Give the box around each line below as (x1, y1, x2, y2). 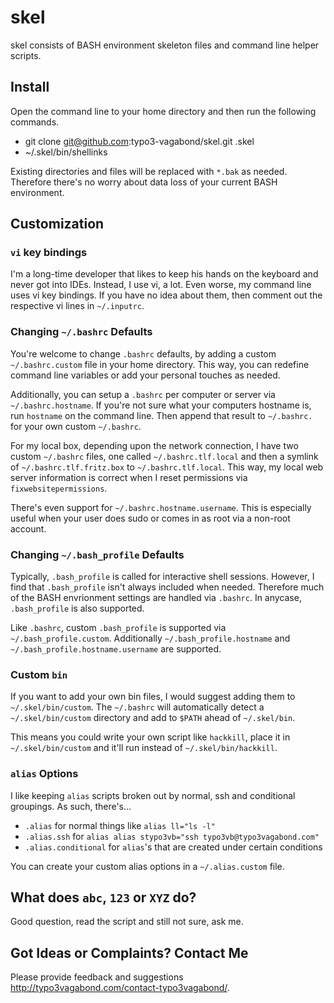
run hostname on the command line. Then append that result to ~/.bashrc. (10, 409, 313, 421)
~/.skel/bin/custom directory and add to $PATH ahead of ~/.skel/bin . (10, 712, 296, 724)
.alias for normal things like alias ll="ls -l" (24, 819, 216, 831)
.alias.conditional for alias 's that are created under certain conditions (24, 841, 323, 853)
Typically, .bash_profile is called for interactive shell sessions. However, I (10, 571, 315, 583)
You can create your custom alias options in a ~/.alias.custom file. (10, 860, 285, 872)
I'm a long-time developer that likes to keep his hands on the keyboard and (10, 268, 319, 280)
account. (10, 522, 47, 535)
